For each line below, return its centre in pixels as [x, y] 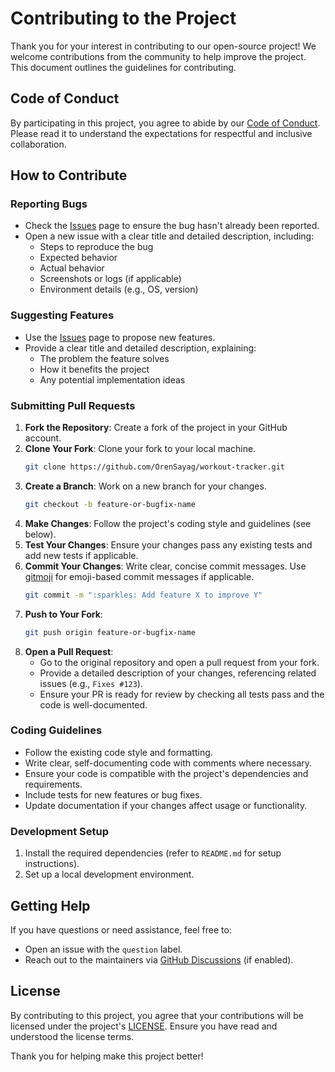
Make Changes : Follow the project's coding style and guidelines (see [168, 523]
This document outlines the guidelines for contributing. [123, 67]
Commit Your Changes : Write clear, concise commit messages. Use [165, 566]
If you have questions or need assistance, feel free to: [121, 929]
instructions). [52, 864]
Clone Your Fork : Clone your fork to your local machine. [140, 449]
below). [40, 534]
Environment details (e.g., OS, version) [119, 289]
